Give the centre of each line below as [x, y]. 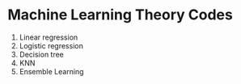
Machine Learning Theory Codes [120, 15]
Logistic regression [51, 45]
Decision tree [41, 54]
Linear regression [49, 37]
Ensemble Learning [51, 71]
